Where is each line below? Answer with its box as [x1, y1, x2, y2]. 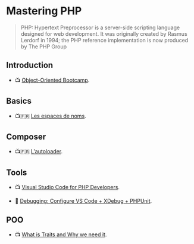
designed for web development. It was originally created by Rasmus [20, 30, 187, 37]
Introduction [6, 60, 54, 70]
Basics [6, 96, 32, 106]
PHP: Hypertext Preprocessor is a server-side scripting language [20, 24, 180, 31]
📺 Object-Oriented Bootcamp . [14, 76, 90, 84]
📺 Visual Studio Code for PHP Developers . [14, 184, 120, 191]
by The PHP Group [20, 43, 67, 50]
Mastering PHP [6, 4, 82, 18]
